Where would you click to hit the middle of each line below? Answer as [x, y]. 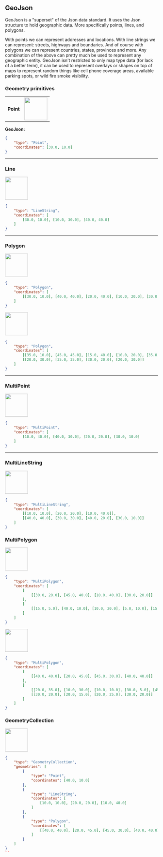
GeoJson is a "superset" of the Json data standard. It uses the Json [73, 19]
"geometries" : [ [30, 767]
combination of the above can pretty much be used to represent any [73, 55]
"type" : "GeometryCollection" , [45, 762]
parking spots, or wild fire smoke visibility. [47, 76]
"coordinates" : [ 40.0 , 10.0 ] [60, 780]
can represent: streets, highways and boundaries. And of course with [74, 45]
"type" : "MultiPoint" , [37, 428]
